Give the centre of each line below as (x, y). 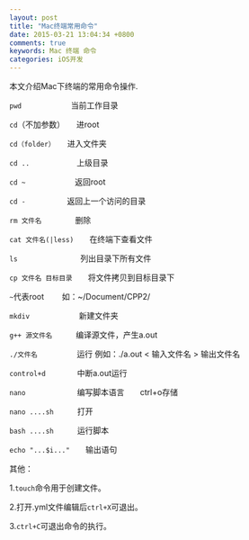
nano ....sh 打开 (51, 411)
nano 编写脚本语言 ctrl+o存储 (93, 392)
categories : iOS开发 (46, 59)
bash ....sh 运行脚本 (59, 430)
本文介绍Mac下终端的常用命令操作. (74, 86)
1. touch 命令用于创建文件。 (58, 488)
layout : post (34, 18)
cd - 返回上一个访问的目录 (78, 201)
